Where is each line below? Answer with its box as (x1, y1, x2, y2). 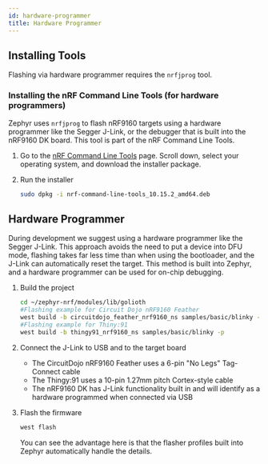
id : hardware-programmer (8, 11, 91, 20)
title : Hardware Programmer (8, 19, 102, 27)
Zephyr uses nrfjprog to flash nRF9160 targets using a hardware (8, 118, 222, 128)
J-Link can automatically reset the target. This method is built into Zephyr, (8, 259, 252, 269)
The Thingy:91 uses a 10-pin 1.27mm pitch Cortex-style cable (31, 375, 234, 385)
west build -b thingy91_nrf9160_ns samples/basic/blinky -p (19, 328, 225, 336)
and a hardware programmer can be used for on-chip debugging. (8, 267, 224, 277)
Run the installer (19, 174, 74, 184)
